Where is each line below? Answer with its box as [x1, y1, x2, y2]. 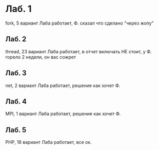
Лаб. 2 [5, 35, 27, 44]
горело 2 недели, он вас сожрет [5, 54, 76, 60]
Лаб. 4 [5, 97, 27, 105]
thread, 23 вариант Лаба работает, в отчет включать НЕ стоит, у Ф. [5, 48, 152, 54]
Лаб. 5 [5, 125, 27, 134]
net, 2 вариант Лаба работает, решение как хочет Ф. [5, 82, 121, 89]
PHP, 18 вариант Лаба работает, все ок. [5, 139, 92, 145]
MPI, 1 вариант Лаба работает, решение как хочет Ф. [5, 111, 121, 117]
